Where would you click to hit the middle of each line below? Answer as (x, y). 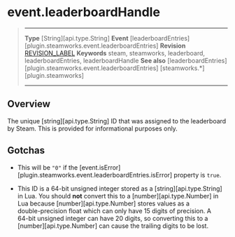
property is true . (198, 175)
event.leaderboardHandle (84, 12)
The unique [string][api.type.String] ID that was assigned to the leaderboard (117, 121)
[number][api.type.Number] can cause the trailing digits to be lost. (113, 226)
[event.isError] (100, 167)
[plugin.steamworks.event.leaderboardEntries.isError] (95, 175)
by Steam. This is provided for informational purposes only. (93, 128)
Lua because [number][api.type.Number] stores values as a (104, 203)
